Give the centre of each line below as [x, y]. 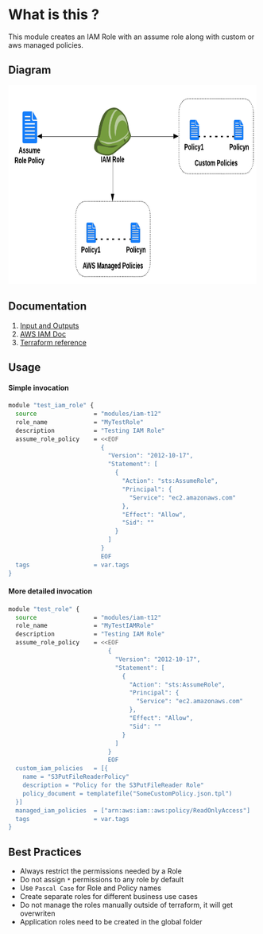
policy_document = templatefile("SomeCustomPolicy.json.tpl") [128, 793]
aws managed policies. [46, 45]
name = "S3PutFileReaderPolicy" [76, 777]
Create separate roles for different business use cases [109, 897]
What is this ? [54, 15]
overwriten [37, 913]
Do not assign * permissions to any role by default [102, 880]
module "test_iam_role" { [51, 406]
